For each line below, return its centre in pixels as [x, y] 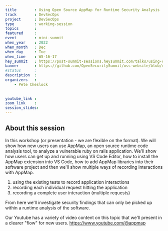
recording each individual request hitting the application [70, 187]
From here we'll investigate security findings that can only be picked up [79, 202]
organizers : [21, 80]
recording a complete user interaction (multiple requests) [71, 193]
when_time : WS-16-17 [31, 56]
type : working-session [39, 24]
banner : [21, 66]
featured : [21, 33]
